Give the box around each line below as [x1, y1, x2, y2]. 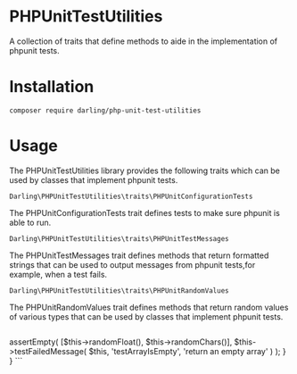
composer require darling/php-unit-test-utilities [9, 105, 202, 115]
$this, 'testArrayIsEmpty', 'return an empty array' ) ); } [88, 345, 287, 356]
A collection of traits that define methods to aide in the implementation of [9, 36, 278, 46]
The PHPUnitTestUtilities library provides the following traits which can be [9, 165, 281, 176]
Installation [9, 77, 95, 97]
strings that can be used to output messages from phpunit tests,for [9, 259, 256, 270]
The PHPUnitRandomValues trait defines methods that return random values [9, 302, 289, 312]
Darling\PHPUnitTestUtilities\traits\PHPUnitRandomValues [9, 286, 229, 295]
